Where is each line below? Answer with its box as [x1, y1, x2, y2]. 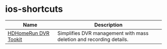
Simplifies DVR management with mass [57, 30, 149, 37]
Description [94, 21, 123, 28]
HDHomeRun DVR [7, 30, 50, 37]
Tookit [7, 36, 22, 43]
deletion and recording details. [57, 36, 129, 43]
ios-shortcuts [5, 3, 63, 15]
